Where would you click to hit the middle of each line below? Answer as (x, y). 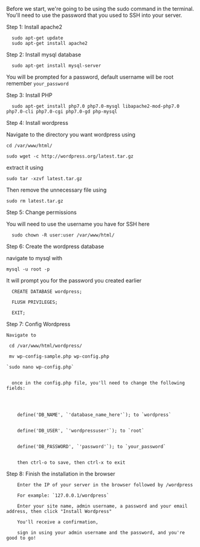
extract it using (25, 167)
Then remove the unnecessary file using (56, 190)
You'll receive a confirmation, (58, 522)
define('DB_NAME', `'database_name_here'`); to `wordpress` (94, 415)
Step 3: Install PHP (29, 95)
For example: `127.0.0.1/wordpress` (63, 495)
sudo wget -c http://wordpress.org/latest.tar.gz (70, 156)
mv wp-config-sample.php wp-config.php (59, 357)
